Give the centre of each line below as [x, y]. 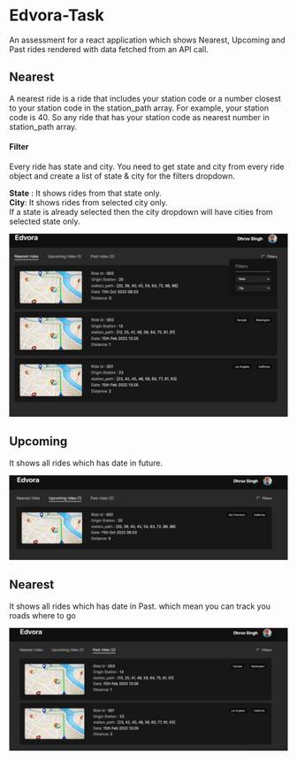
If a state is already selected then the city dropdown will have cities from [141, 211]
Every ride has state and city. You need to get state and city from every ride [147, 166]
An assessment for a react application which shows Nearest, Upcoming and [147, 40]
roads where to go [43, 615]
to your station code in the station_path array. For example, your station [139, 108]
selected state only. [45, 221]
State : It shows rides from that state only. [85, 193]
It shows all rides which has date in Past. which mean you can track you [140, 606]
